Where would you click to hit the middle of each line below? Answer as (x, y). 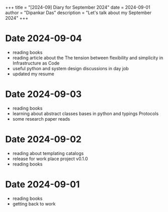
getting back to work (34, 203)
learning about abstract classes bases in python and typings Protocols (86, 114)
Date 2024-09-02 (44, 140)
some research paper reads (41, 119)
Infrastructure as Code (36, 63)
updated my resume (33, 74)
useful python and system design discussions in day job (71, 68)
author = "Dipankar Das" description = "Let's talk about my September (78, 13)
